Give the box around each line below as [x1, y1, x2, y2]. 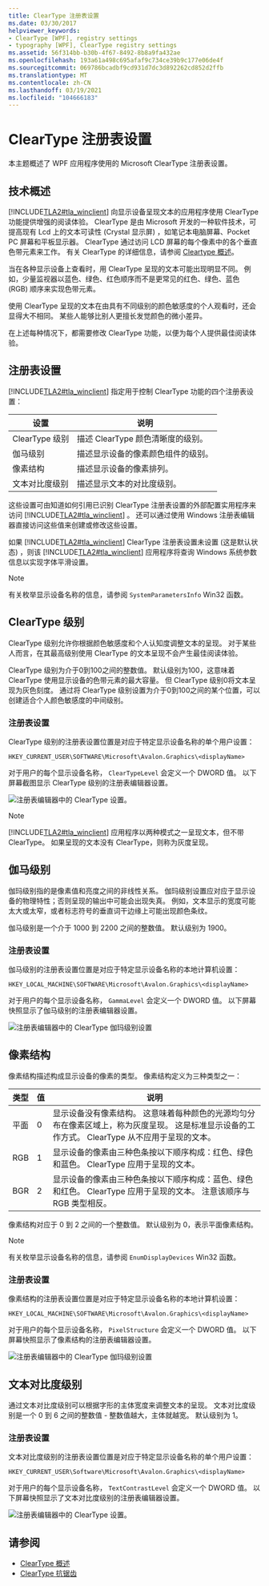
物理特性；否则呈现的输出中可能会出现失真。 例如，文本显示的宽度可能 [22, 896, 256, 905]
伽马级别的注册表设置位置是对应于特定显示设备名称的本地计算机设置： [8, 965, 240, 974]
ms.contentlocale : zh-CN [8, 78, 91, 86]
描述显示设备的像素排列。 [76, 463, 174, 474]
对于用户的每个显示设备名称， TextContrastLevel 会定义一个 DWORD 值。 [8, 1483, 252, 1493]
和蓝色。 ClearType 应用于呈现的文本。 [52, 1158, 200, 1170]
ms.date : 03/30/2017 [8, 19, 78, 27]
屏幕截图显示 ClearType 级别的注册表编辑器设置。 [8, 777, 172, 787]
